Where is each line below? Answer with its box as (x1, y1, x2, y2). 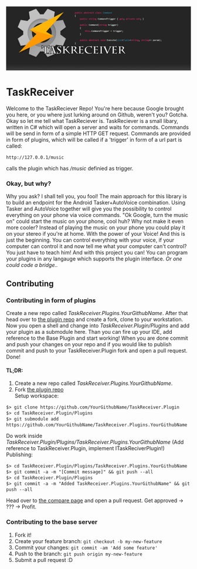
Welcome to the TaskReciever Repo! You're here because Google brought (6, 105, 184, 112)
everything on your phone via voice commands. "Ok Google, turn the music (6, 212, 189, 219)
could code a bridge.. (6, 262, 58, 269)
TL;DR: (6, 367, 23, 374)
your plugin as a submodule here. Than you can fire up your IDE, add (6, 329, 172, 336)
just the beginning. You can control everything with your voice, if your (6, 236, 175, 244)
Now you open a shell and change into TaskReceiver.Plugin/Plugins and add (6, 322, 189, 329)
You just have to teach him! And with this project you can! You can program (6, 249, 188, 256)
